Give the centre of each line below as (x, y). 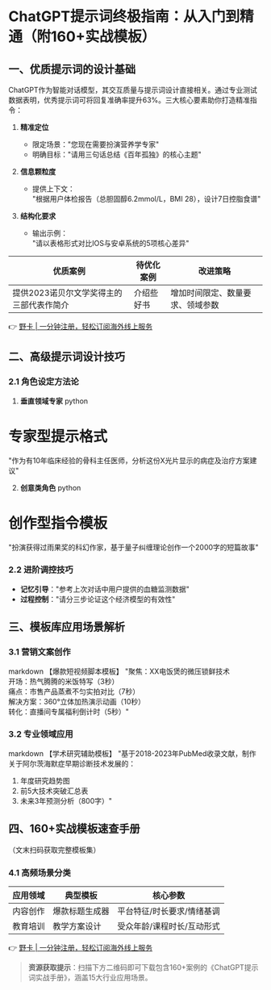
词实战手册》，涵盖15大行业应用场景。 (90, 977)
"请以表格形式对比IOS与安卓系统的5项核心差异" (110, 243)
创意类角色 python (50, 487)
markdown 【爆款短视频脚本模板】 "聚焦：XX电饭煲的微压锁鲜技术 (119, 671)
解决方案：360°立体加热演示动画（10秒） (77, 701)
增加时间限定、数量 (207, 293)
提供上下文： (53, 189)
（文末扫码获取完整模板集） (54, 850)
